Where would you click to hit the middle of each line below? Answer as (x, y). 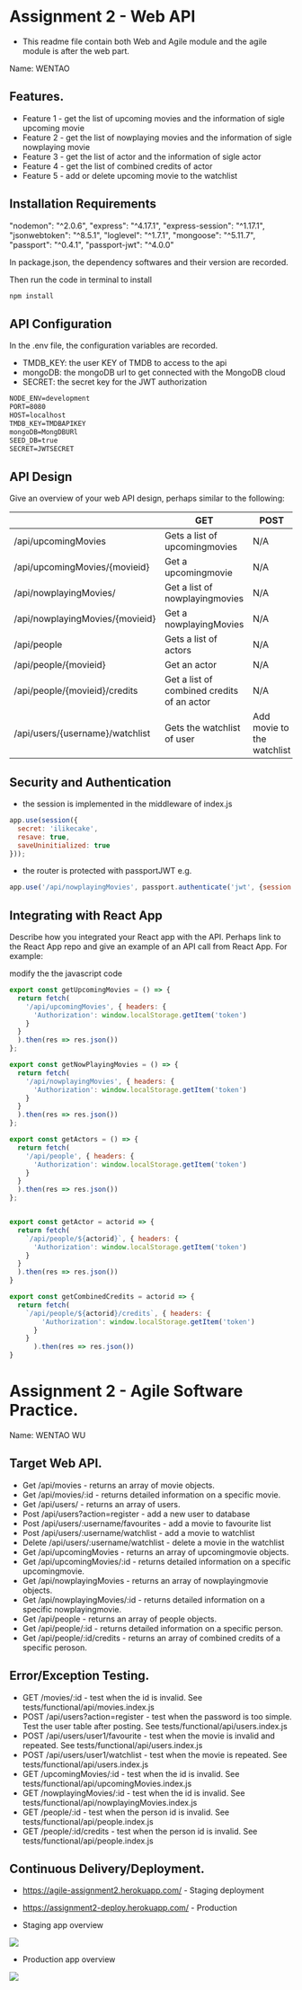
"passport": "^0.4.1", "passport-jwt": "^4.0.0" (92, 244)
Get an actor (191, 665)
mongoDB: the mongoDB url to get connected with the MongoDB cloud (154, 373)
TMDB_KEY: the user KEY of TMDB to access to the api (124, 363)
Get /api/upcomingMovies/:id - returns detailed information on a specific (156, 1561)
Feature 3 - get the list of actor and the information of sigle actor (142, 156)
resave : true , (44, 837)
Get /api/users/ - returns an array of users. (102, 1504)
